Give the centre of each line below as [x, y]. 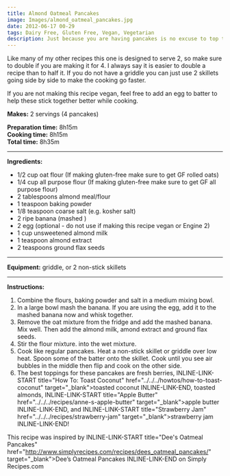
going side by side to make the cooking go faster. [77, 80]
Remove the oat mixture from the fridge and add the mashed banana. [115, 322]
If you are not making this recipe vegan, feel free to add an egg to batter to [112, 94]
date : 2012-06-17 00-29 [41, 26]
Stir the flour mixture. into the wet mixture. [77, 344]
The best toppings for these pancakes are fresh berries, [96, 373]
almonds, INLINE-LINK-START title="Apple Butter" [87, 395]
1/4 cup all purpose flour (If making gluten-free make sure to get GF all [116, 182]
